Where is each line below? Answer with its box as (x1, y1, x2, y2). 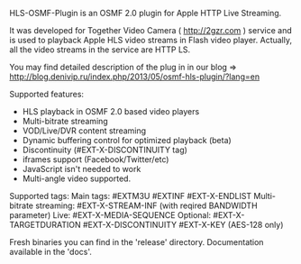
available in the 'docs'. (9, 247, 93, 257)
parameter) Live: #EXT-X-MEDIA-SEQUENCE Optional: (9, 210, 212, 220)
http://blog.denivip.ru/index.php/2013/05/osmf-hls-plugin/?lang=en (9, 71, 260, 82)
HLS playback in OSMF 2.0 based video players (22, 106, 200, 116)
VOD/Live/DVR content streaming (22, 125, 147, 136)
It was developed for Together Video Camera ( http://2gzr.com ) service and (9, 25, 292, 35)
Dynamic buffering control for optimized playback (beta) (22, 135, 232, 145)
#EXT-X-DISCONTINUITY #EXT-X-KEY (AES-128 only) (82, 220, 284, 230)
